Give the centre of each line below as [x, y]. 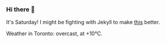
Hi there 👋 [21, 9]
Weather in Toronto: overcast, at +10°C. [54, 34]
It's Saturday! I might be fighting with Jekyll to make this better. [83, 22]
